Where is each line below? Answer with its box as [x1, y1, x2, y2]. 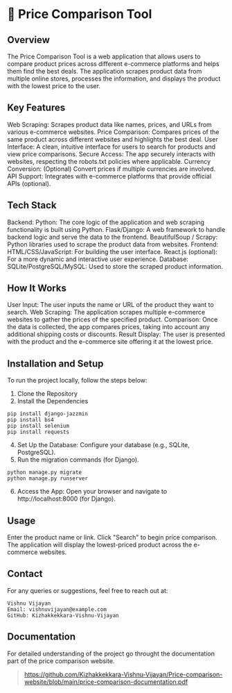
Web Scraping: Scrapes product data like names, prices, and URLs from [7, 120, 213, 128]
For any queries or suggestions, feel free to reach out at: [7, 586, 168, 594]
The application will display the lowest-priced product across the [7, 541, 193, 549]
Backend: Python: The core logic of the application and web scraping [7, 218, 205, 226]
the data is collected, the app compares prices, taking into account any [7, 323, 210, 331]
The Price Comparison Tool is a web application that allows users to [7, 52, 201, 60]
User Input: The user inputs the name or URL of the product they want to [7, 301, 215, 309]
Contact [7, 568, 43, 580]
